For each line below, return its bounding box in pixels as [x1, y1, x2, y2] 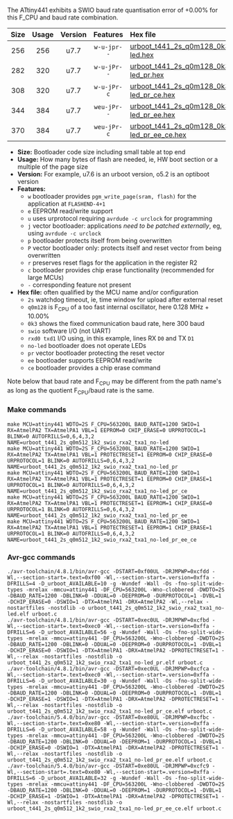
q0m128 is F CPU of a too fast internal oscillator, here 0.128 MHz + [27, 303, 209, 313]
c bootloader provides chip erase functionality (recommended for [27, 266, 215, 274]
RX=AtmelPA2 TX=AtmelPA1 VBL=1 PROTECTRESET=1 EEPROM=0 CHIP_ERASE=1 [7, 475, 213, 482]
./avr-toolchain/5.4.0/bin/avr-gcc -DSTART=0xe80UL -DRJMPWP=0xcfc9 [7, 762, 209, 770]
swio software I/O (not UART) [27, 326, 111, 335]
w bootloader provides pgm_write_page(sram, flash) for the [27, 192, 197, 200]
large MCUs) [27, 274, 64, 281]
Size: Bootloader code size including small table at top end [17, 148, 186, 156]
